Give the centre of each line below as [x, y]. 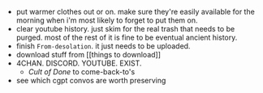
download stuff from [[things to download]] [88, 55]
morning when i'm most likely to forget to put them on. [107, 20]
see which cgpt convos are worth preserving [91, 80]
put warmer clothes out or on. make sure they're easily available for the [136, 12]
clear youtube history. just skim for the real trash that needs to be [125, 29]
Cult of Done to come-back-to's [82, 72]
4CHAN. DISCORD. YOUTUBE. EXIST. [79, 63]
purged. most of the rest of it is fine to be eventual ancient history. [127, 37]
